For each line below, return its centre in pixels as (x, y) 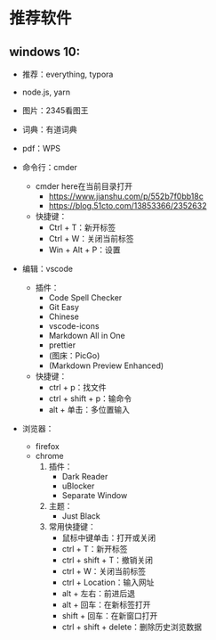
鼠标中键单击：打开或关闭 (109, 537)
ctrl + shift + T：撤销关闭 (108, 560)
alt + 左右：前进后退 (99, 593)
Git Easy (64, 307)
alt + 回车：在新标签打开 (106, 604)
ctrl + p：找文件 (77, 387)
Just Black (81, 516)
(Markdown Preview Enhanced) (106, 365)
